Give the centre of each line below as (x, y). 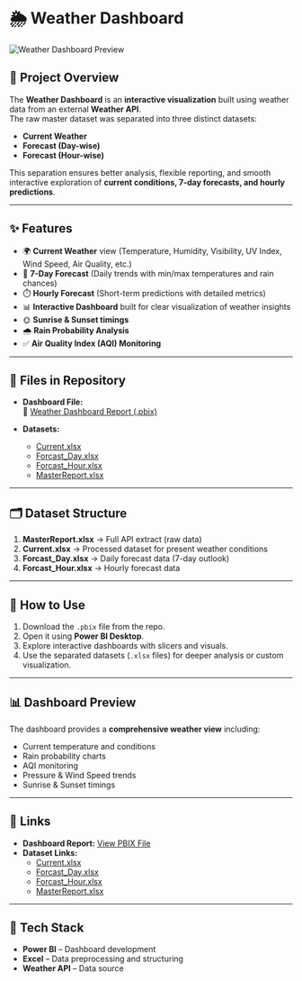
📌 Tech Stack (47, 928)
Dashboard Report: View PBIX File (86, 843)
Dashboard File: (53, 402)
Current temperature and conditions (89, 746)
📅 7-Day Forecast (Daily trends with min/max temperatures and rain (148, 273)
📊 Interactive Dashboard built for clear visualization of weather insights (156, 306)
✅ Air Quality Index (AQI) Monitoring (92, 343)
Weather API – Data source (73, 968)
